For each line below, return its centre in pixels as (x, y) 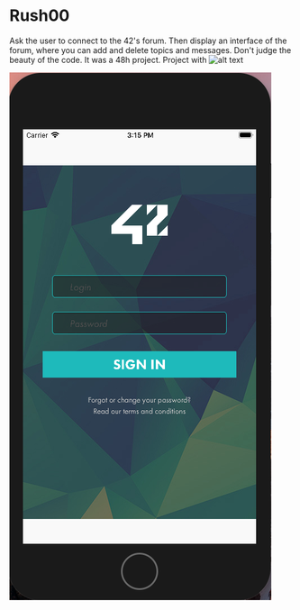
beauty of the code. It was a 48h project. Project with (108, 59)
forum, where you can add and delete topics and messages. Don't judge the (150, 50)
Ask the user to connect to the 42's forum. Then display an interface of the (148, 41)
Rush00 (40, 16)
